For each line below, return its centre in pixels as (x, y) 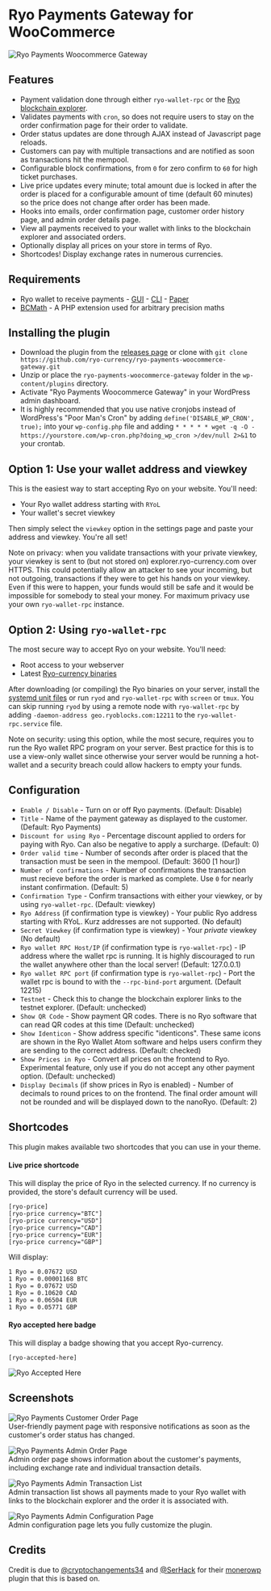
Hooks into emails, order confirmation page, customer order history (132, 211)
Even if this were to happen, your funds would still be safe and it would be (131, 587)
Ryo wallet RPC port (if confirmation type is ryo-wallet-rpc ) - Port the (138, 973)
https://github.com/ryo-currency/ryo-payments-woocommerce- (123, 360)
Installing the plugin (59, 333)
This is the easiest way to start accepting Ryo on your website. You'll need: (133, 489)
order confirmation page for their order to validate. (104, 125)
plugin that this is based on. (54, 1578)
